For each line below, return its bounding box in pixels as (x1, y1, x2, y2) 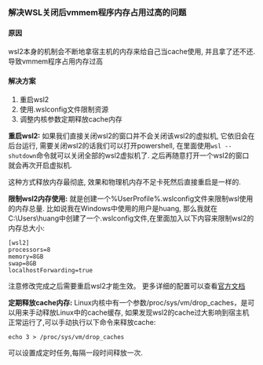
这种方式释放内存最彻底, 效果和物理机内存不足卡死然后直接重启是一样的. (8, 177, 242, 187)
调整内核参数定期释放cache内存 (19, 115, 123, 124)
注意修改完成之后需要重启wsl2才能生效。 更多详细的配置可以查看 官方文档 (8, 281, 246, 291)
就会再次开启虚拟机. (8, 161, 73, 170)
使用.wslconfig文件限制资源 (19, 104, 108, 115)
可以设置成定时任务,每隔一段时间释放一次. (8, 348, 144, 358)
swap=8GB (8, 260, 37, 268)
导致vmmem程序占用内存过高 (8, 57, 104, 66)
